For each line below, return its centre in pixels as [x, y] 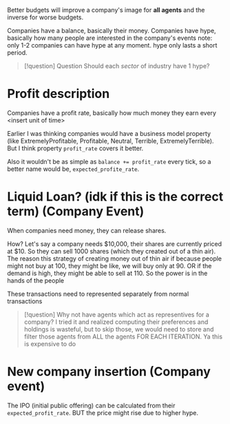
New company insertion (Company [109, 372]
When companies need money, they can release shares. [87, 230]
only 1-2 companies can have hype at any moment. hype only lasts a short [112, 45]
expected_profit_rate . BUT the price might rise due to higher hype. [103, 412]
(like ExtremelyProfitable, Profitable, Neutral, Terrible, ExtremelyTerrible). [111, 141]
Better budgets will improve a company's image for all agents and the [106, 10]
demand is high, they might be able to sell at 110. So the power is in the [107, 273]
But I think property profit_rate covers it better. [75, 148]
